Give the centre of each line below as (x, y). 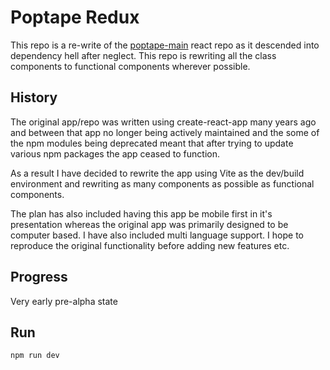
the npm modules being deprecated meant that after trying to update (152, 143)
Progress (39, 277)
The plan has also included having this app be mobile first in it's (141, 213)
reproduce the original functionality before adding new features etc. (150, 245)
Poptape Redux (75, 17)
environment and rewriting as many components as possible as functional (162, 183)
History (34, 97)
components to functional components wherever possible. (130, 66)
